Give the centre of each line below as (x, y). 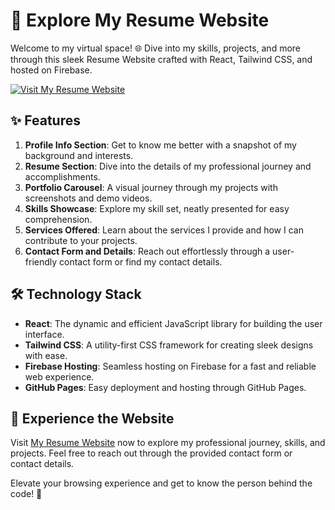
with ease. (46, 355)
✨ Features (45, 120)
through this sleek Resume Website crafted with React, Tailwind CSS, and (161, 59)
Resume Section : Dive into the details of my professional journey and (168, 166)
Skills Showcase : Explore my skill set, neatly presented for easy (157, 208)
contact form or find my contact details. (141, 261)
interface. (44, 334)
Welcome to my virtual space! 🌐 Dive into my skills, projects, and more (156, 48)
